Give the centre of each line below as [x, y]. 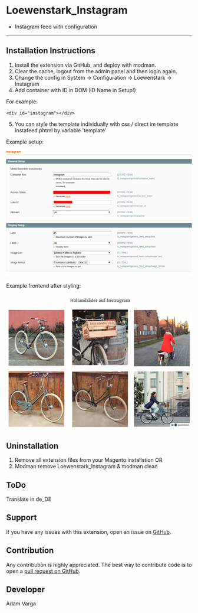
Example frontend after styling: [44, 286]
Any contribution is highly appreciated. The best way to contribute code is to [99, 565]
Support [22, 518]
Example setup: [25, 142]
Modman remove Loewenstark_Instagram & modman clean [86, 467]
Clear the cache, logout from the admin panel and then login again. [96, 71]
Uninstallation [32, 446]
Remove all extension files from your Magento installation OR [88, 460]
